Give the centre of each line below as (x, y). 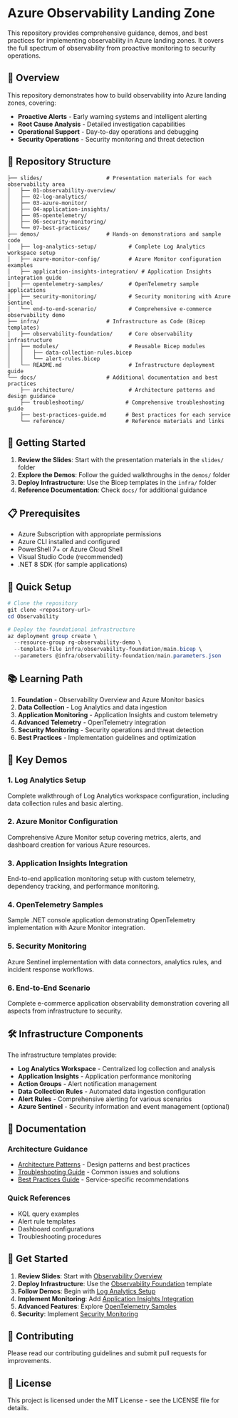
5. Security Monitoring (47, 947)
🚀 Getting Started (47, 443)
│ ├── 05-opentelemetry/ (47, 215)
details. (18, 1408)
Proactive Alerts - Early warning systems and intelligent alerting (112, 116)
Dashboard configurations (56, 1229)
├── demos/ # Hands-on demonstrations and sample (114, 234)
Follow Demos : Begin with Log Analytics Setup (87, 1291)
